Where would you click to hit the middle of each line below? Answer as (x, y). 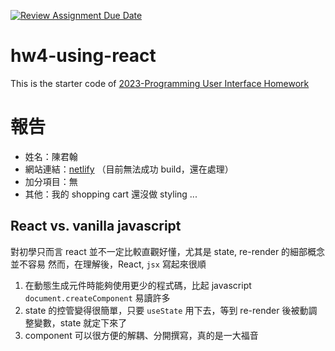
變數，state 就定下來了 (80, 322)
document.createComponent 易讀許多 (97, 297)
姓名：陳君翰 (51, 156)
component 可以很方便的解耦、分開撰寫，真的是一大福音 (141, 335)
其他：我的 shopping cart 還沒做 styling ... (111, 194)
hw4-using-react (83, 56)
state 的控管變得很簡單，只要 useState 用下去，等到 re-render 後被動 (166, 310)
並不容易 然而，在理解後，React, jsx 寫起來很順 (108, 264)
